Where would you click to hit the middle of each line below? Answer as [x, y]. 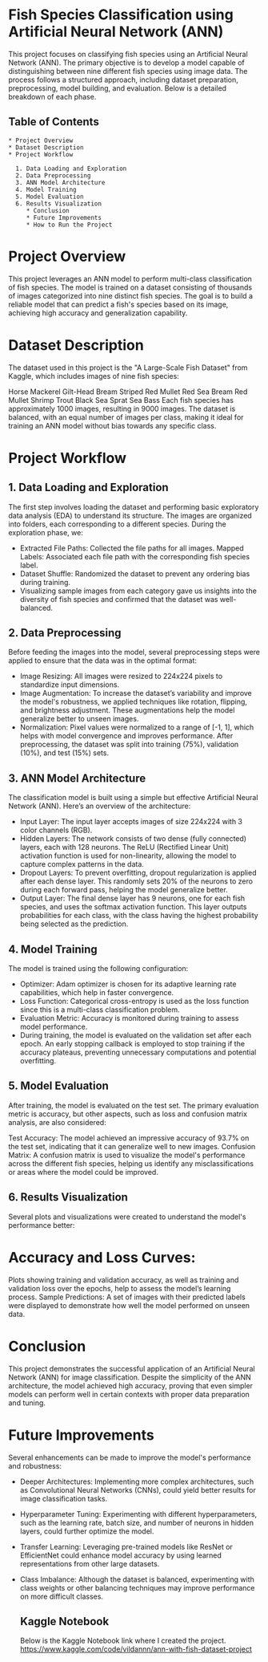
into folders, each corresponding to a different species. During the [117, 524]
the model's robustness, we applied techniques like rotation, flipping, [134, 702]
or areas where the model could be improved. [83, 1172]
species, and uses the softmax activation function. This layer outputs [133, 907]
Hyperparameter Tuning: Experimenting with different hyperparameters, [138, 1514]
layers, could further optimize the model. [87, 1531]
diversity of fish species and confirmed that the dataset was [119, 599]
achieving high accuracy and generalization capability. [98, 313]
